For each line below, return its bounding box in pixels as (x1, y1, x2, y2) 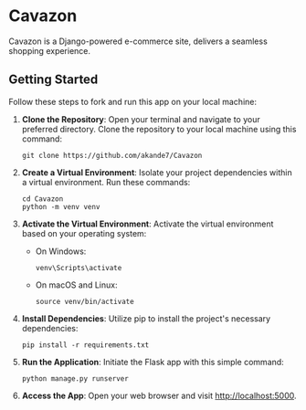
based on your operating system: (21, 227, 147, 238)
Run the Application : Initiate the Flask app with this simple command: (21, 356, 284, 367)
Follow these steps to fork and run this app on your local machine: (8, 96, 258, 107)
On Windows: (35, 246, 87, 257)
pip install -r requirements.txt (21, 340, 150, 350)
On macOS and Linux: (35, 279, 118, 290)
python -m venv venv (21, 202, 100, 211)
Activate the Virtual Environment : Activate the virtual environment (21, 218, 274, 229)
